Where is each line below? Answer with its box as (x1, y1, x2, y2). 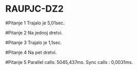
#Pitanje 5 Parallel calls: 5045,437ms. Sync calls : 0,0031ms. (5, 59, 133, 65)
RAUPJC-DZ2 (5, 3, 64, 15)
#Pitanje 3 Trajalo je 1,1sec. (5, 39, 62, 46)
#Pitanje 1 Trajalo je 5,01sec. (5, 20, 65, 26)
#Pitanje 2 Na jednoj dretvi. (5, 29, 63, 36)
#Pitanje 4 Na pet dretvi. (5, 49, 57, 55)
